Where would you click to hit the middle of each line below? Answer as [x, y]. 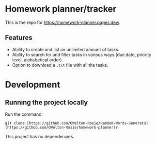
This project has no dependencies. [39, 136]
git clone [15, 123]
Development [33, 84]
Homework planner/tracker [61, 9]
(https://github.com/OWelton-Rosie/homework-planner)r [62, 127]
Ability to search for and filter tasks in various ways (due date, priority [82, 54]
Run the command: [24, 114]
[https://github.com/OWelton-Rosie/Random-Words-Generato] [87, 123]
